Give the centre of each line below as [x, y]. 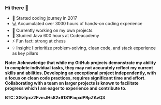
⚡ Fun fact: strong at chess [39, 41]
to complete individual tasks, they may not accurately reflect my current [79, 68]
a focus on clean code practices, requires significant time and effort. [75, 78]
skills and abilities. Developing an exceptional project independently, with [80, 73]
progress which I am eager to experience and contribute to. [66, 88]
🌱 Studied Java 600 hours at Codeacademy [55, 36]
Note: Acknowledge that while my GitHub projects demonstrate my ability [80, 63]
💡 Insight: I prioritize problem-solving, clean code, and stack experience [84, 48]
